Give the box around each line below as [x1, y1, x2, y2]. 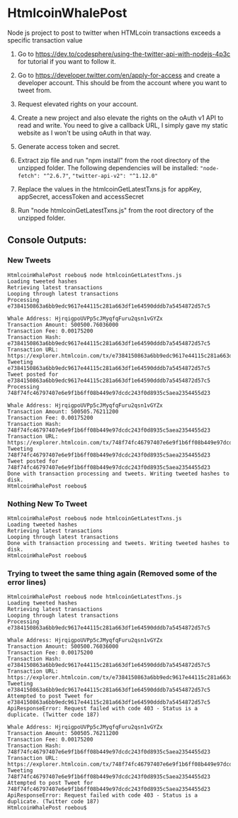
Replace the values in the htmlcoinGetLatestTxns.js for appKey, [17, 184, 202, 193]
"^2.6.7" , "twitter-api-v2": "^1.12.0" [43, 171, 158, 179]
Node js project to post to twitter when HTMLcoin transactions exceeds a [7, 28, 221, 37]
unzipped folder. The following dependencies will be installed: [17, 163, 199, 172]
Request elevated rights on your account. [17, 99, 138, 108]
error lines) [7, 577, 47, 587]
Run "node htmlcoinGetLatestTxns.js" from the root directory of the [17, 206, 214, 214]
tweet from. [17, 86, 52, 94]
